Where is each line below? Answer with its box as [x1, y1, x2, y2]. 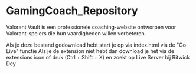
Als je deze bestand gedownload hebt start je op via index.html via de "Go [6, 41, 187, 48]
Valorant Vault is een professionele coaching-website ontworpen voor [6, 24, 177, 31]
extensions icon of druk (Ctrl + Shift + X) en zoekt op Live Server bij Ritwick [6, 54, 190, 61]
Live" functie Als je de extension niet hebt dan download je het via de [6, 47, 175, 54]
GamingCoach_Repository [6, 4, 138, 18]
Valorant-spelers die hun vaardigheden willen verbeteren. [6, 29, 146, 36]
